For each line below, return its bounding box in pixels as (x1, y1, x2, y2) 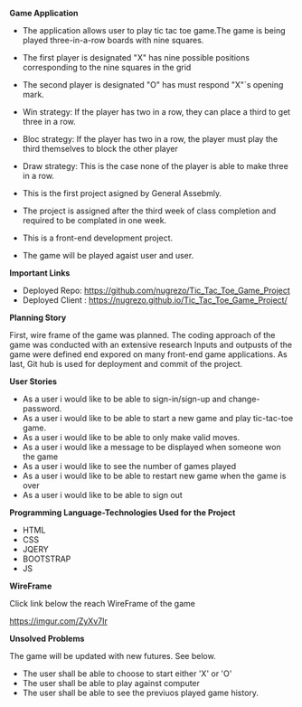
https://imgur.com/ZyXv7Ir (9, 616, 109, 627)
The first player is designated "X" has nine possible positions (22, 52, 250, 62)
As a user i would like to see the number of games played (22, 461, 237, 471)
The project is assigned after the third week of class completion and (22, 205, 277, 216)
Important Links (9, 268, 71, 278)
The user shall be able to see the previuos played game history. (22, 687, 260, 698)
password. (22, 403, 62, 414)
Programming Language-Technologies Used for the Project (9, 507, 236, 518)
